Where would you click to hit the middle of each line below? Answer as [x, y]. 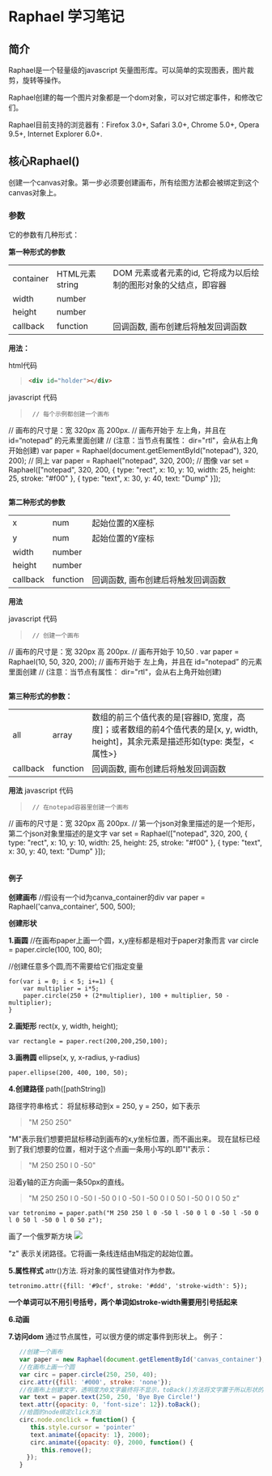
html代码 [23, 366]
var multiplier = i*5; [61, 989]
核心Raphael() [44, 162]
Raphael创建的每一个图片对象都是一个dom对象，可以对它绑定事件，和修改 [132, 97]
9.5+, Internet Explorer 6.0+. [55, 134]
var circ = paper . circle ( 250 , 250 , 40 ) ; [88, 1375]
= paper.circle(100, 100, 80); [55, 950]
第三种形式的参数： [40, 696]
